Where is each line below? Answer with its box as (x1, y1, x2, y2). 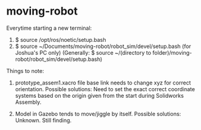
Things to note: (6, 67, 44, 74)
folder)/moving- (152, 49, 192, 56)
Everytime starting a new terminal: (6, 24, 92, 32)
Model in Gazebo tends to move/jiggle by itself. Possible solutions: (15, 110, 181, 117)
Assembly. (15, 98, 41, 106)
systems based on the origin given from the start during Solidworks (15, 92, 184, 99)
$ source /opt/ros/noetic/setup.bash (15, 36, 106, 43)
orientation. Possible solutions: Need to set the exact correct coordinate (15, 85, 196, 92)
